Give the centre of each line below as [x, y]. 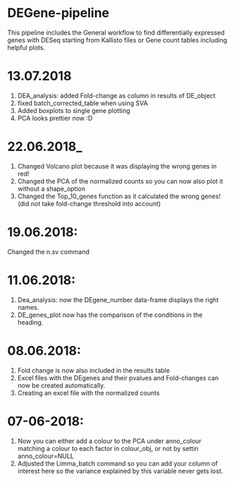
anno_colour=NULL [45, 456]
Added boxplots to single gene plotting [74, 110]
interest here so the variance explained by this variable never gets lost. [120, 471]
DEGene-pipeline [58, 13]
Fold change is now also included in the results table [94, 370]
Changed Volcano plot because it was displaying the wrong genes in [117, 166]
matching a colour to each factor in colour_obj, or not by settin [108, 448]
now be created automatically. [61, 385]
